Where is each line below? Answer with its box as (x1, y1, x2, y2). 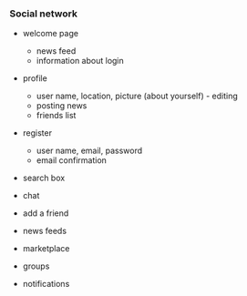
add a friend (22, 208, 69, 219)
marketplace (22, 243, 70, 254)
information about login (36, 56, 125, 66)
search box (22, 172, 66, 184)
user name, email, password (36, 145, 143, 157)
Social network (9, 7, 77, 20)
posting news (36, 100, 87, 111)
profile (22, 73, 47, 84)
